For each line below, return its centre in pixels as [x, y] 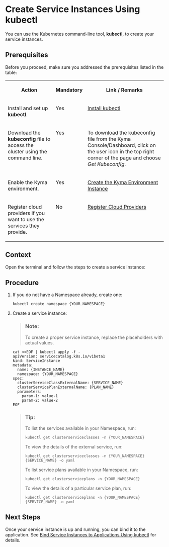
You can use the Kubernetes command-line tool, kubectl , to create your [80, 34]
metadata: [23, 365]
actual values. [39, 342]
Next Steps [23, 517]
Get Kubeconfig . [107, 164]
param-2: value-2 [40, 400]
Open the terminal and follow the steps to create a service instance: [75, 267]
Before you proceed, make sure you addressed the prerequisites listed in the [84, 67]
